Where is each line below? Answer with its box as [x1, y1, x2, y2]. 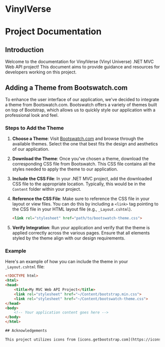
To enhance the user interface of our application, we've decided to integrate [5, 97, 160, 102]
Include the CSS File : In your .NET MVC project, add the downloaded [12, 176, 152, 182]
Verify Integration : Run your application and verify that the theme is [12, 225, 150, 231]
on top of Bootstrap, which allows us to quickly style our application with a [5, 107, 156, 113]
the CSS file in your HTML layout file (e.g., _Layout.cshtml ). [12, 206, 132, 212]
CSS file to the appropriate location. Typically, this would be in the [12, 181, 146, 187]
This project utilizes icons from [5, 337, 76, 342]
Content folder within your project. [12, 186, 82, 192]
